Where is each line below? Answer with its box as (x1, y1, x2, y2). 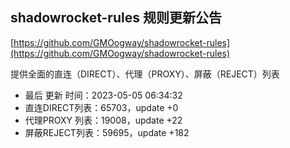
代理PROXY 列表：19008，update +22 (24, 114, 183, 126)
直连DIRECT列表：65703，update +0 (24, 101, 179, 113)
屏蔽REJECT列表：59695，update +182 (24, 126, 190, 138)
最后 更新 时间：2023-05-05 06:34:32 (24, 89, 183, 101)
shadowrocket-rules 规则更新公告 (10, 9, 222, 27)
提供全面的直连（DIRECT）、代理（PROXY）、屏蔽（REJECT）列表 (10, 68, 280, 80)
